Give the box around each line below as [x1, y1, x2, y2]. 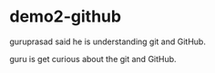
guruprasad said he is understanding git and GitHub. [9, 36, 207, 47]
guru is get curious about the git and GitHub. [9, 53, 177, 64]
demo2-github [9, 6, 121, 27]
